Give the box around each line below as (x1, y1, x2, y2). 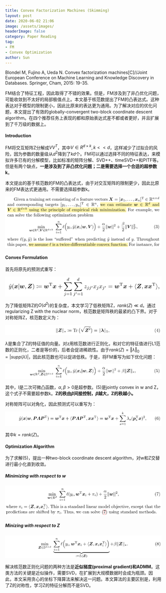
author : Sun (5, 55, 30, 60)
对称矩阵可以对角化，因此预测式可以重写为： (5, 401, 97, 407)
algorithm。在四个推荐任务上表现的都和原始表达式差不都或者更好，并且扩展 (5, 115, 160, 121)
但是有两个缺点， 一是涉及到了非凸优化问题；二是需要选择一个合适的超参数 (5, 164, 157, 170)
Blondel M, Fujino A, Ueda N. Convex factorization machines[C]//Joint (5, 69, 148, 75)
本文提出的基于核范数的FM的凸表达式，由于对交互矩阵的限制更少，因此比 (5, 180, 155, 186)
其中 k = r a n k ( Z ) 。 (5, 431, 42, 437)
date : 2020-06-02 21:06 (5, 18, 55, 23)
